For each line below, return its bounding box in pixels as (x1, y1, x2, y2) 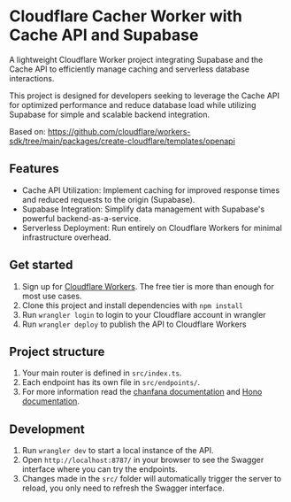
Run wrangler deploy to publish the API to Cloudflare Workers (21, 319, 247, 329)
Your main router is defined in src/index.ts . (21, 367, 182, 378)
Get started (9, 258, 73, 273)
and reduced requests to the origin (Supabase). (21, 194, 195, 205)
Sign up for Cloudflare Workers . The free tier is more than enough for (21, 281, 274, 291)
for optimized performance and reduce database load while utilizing (9, 99, 257, 110)
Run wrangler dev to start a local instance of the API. (21, 445, 214, 456)
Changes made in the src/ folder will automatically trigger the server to (21, 474, 281, 484)
